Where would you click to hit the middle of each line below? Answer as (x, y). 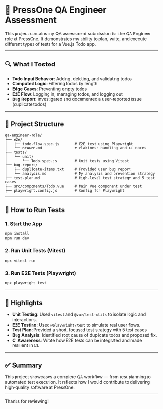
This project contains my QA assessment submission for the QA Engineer (78, 33)
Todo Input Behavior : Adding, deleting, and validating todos (72, 78)
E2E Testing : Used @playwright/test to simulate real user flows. (76, 325)
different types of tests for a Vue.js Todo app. (50, 44)
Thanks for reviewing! (27, 401)
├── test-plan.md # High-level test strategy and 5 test (80, 178)
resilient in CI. (26, 345)
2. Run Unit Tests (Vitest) (35, 250)
